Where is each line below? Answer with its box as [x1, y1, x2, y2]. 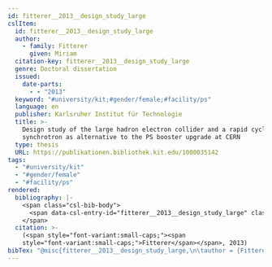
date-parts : [22, 80, 63, 88]
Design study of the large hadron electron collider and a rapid [22, 125, 248, 133]
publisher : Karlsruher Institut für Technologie [15, 111, 183, 119]
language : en [15, 103, 59, 111]
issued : [15, 72, 41, 81]
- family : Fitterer [22, 42, 89, 50]
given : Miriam [28, 50, 78, 58]
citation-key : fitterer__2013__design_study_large [15, 58, 190, 66]
